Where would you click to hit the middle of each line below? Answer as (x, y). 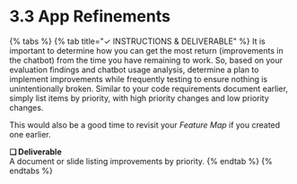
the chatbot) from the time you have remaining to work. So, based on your (146, 60)
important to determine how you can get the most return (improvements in (147, 50)
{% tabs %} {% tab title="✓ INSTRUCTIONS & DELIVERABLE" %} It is (138, 41)
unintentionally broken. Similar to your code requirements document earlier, (149, 88)
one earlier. (30, 134)
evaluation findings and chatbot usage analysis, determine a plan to (134, 70)
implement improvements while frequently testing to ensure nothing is (138, 79)
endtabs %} (31, 171)
